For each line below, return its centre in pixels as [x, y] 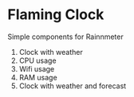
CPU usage [37, 60]
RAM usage [38, 77]
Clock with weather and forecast [73, 86]
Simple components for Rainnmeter [66, 37]
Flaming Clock [56, 15]
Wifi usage [37, 68]
